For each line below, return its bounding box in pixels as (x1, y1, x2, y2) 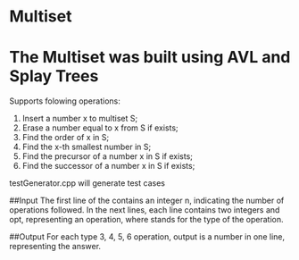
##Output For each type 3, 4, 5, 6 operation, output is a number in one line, (9, 231, 286, 242)
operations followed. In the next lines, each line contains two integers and (9, 205, 280, 215)
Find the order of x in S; (21, 132, 110, 143)
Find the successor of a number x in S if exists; (21, 161, 195, 172)
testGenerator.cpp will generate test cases (9, 178, 165, 189)
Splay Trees (9, 66, 99, 87)
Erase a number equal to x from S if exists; (21, 122, 179, 133)
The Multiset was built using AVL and (9, 47, 291, 68)
